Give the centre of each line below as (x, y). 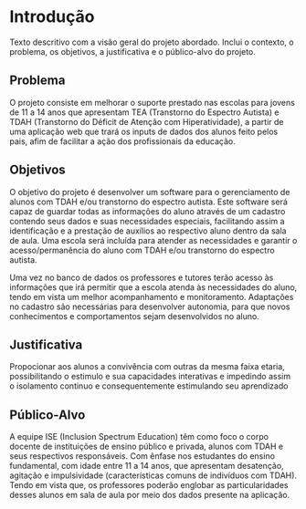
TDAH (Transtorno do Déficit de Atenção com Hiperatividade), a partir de (147, 121)
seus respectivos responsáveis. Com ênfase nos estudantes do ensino (142, 456)
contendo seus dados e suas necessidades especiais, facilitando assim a (147, 221)
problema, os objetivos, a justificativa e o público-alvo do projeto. (132, 51)
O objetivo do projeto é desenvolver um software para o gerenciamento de (150, 192)
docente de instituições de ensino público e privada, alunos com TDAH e (147, 447)
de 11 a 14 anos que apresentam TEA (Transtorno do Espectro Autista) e (144, 112)
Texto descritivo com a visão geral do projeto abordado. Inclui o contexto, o (152, 42)
